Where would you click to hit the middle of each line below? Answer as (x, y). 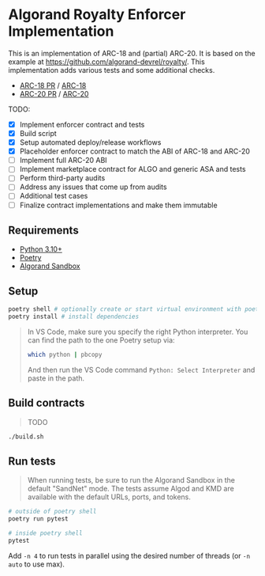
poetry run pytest (38, 519)
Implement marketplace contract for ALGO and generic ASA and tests (132, 169)
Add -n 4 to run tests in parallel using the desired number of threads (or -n (129, 555)
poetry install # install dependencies (74, 317)
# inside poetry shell (45, 533)
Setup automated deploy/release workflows (90, 142)
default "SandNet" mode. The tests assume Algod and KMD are (131, 489)
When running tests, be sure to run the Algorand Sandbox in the (131, 480)
